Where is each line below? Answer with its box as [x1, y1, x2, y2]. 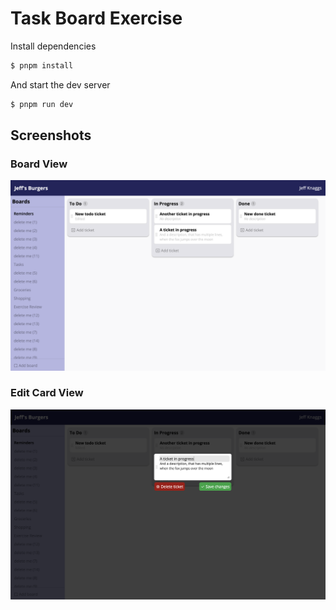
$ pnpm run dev [10, 99, 74, 109]
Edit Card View [10, 386, 84, 400]
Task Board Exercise [10, 7, 183, 30]
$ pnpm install [10, 60, 74, 71]
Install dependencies [10, 40, 97, 52]
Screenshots [10, 127, 92, 144]
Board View [10, 157, 68, 171]
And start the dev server [10, 78, 111, 91]
